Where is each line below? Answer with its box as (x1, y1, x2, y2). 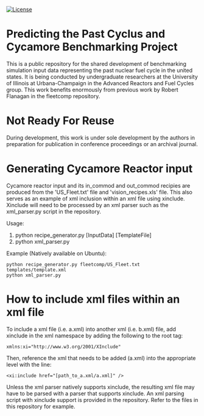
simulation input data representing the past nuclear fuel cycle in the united (6, 66, 193, 74)
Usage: (6, 219, 24, 227)
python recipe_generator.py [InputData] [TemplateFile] (15, 231, 152, 239)
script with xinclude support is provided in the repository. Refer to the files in (6, 396, 199, 403)
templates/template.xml (6, 267, 67, 273)
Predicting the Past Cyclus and (6, 27, 166, 41)
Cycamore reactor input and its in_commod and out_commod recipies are (6, 182, 191, 189)
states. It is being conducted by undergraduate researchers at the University (6, 73, 198, 80)
